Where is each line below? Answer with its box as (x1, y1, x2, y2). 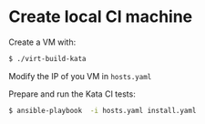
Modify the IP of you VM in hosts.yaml (8, 70, 152, 81)
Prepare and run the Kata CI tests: (8, 88, 136, 99)
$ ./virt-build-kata (8, 54, 87, 63)
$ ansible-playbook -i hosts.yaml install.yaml (8, 106, 197, 115)
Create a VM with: (8, 36, 77, 47)
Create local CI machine (8, 6, 193, 27)
